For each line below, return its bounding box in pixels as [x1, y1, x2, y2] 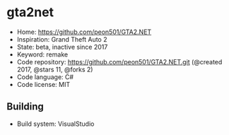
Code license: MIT [16, 80, 71, 88]
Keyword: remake [16, 50, 69, 59]
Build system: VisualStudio [16, 119, 95, 128]
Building [6, 100, 44, 113]
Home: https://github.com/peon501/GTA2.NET [16, 28, 152, 36]
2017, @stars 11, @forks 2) [16, 65, 93, 74]
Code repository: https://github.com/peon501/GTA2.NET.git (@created [16, 57, 223, 66]
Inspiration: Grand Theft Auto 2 [16, 35, 107, 43]
